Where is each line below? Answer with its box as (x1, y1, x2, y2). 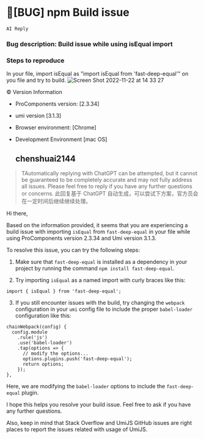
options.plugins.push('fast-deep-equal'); (22, 355, 133, 362)
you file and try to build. (6, 76, 66, 84)
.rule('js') (17, 334, 48, 341)
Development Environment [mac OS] (15, 136, 107, 143)
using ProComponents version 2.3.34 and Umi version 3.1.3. (6, 234, 157, 242)
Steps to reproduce (6, 56, 65, 65)
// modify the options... (22, 350, 89, 357)
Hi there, (6, 209, 28, 217)
